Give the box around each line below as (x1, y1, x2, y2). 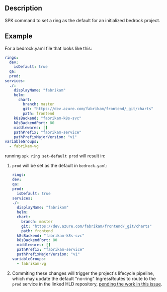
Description (5, 4, 42, 13)
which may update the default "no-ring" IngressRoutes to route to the (12, 275, 156, 281)
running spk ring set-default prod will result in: (5, 153, 106, 159)
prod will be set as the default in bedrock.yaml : (12, 163, 108, 169)
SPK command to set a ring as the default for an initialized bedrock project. (5, 17, 160, 23)
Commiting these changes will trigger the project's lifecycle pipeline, (12, 270, 154, 276)
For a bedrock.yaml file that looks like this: (5, 45, 93, 51)
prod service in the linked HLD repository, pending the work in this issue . (12, 281, 162, 287)
